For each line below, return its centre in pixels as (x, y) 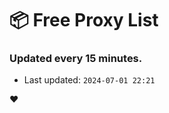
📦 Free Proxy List (84, 20)
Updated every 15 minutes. (76, 59)
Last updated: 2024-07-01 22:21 (89, 80)
